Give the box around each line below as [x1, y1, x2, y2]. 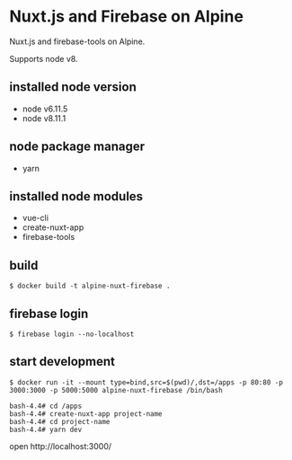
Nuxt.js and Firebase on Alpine [9, 6, 244, 27]
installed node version [9, 79, 137, 95]
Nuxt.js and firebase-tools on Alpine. [9, 36, 146, 47]
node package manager [9, 139, 146, 155]
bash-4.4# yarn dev [9, 425, 83, 434]
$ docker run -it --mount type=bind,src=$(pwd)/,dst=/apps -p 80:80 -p [9, 377, 283, 387]
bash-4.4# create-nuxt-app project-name [9, 409, 164, 419]
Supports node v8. [9, 53, 78, 64]
